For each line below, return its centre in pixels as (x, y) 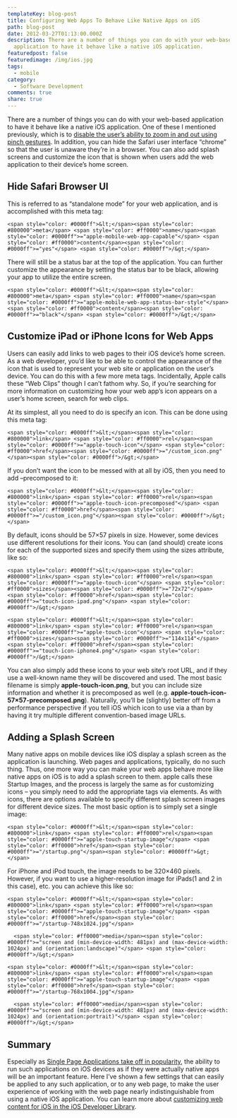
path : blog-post (31, 27)
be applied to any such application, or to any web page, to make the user (113, 1084)
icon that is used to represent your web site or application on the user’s (110, 368)
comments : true (30, 93)
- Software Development (48, 86)
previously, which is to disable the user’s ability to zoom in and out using (112, 134)
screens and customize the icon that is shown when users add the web (110, 157)
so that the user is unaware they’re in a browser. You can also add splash (114, 149)
